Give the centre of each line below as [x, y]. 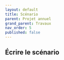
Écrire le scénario [32, 52]
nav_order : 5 [18, 28]
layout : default [21, 10]
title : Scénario [21, 14]
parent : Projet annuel [28, 19]
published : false [23, 32]
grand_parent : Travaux [28, 23]
